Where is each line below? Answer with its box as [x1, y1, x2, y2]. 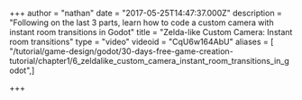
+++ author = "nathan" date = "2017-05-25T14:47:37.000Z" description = [9, 8, 282, 18]
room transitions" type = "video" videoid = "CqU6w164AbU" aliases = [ [9, 36, 274, 47]
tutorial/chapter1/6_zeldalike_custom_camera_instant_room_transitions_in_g [9, 56, 290, 66]
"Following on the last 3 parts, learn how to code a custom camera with [9, 17, 274, 28]
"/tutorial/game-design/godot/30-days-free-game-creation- [9, 46, 234, 57]
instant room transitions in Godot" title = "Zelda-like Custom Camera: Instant [9, 27, 293, 37]
